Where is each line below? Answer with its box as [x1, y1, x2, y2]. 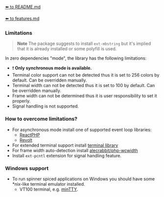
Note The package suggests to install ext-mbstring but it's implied [17, 41, 151, 46]
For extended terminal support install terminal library [12, 142, 118, 148]
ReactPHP [19, 131, 40, 138]
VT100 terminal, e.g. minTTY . [19, 186, 78, 192]
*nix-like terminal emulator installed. [12, 181, 85, 187]
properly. [12, 98, 31, 104]
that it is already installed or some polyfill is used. [17, 46, 117, 52]
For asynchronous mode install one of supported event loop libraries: [12, 127, 152, 132]
